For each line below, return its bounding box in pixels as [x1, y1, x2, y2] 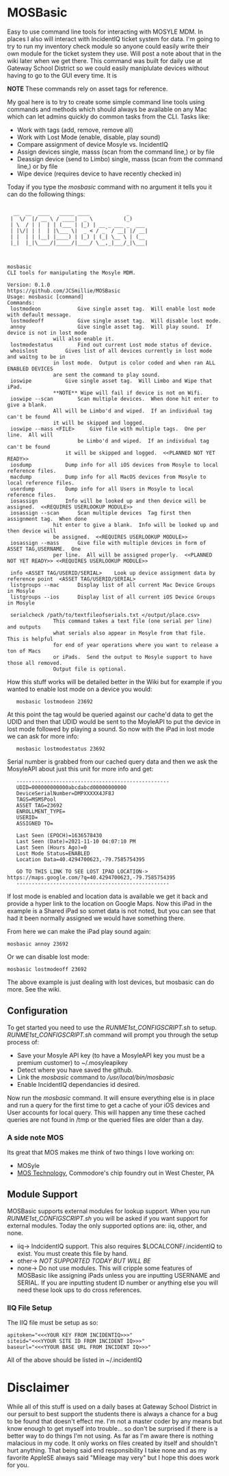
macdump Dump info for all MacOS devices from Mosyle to [10, 473, 206, 480]
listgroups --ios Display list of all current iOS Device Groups [10, 594, 215, 600]
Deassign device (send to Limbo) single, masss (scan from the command [16, 154, 223, 163]
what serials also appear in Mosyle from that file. [53, 629, 206, 636]
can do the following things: [7, 190, 85, 198]
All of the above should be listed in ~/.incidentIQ [7, 1356, 142, 1364]
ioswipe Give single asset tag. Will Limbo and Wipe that [10, 377, 213, 384]
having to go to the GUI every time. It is [7, 71, 118, 80]
